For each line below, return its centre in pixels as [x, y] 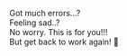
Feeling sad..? [35, 23]
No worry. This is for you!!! [59, 32]
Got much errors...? [45, 13]
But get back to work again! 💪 [64, 42]
